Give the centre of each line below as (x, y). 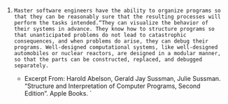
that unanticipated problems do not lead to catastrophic (100, 35)
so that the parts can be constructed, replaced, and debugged (108, 59)
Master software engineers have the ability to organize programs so (117, 10)
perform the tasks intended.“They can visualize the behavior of (111, 23)
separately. (31, 66)
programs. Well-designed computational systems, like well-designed (116, 47)
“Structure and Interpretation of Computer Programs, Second (112, 86)
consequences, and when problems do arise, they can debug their (111, 41)
